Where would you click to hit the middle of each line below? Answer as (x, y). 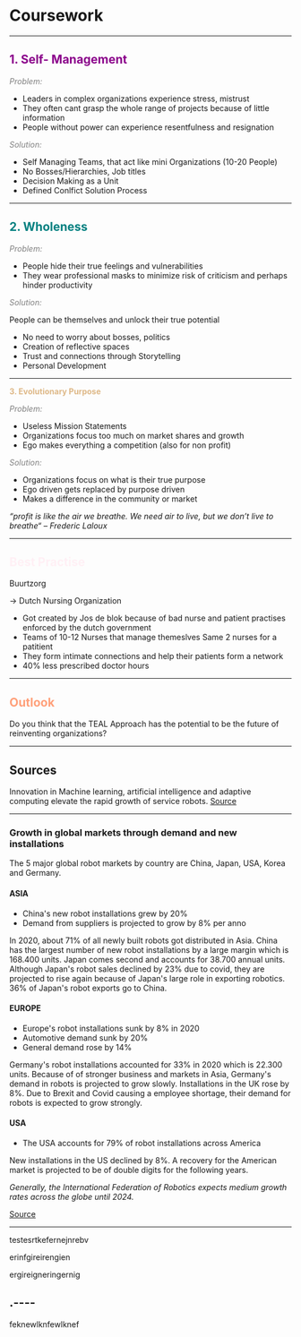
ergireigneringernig (45, 1274)
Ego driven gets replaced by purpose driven (103, 489)
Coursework (56, 16)
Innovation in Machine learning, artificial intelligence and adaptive (130, 792)
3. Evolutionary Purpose (55, 391)
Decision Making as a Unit (70, 181)
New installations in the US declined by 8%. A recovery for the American (143, 1160)
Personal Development (64, 365)
